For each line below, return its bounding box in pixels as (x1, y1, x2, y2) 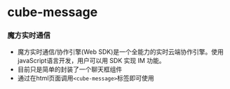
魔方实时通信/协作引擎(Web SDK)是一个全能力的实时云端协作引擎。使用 (17, 48, 224, 56)
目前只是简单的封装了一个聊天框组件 (17, 65, 123, 74)
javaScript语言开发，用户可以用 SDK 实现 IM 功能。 (17, 57, 166, 65)
